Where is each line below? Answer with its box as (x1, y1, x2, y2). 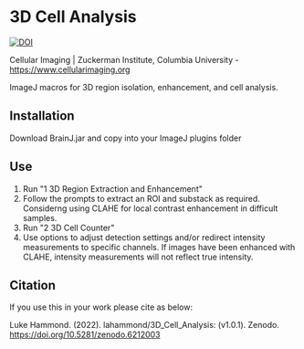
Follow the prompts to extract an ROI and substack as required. (22, 193, 260, 204)
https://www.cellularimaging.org (9, 64, 131, 75)
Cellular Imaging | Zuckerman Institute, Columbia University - (9, 54, 239, 65)
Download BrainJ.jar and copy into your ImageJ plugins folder (9, 132, 242, 143)
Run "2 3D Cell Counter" (22, 222, 115, 233)
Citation (9, 277, 57, 293)
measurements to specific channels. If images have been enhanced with (22, 241, 296, 252)
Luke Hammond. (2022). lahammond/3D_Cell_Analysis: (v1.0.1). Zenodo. (9, 320, 280, 331)
